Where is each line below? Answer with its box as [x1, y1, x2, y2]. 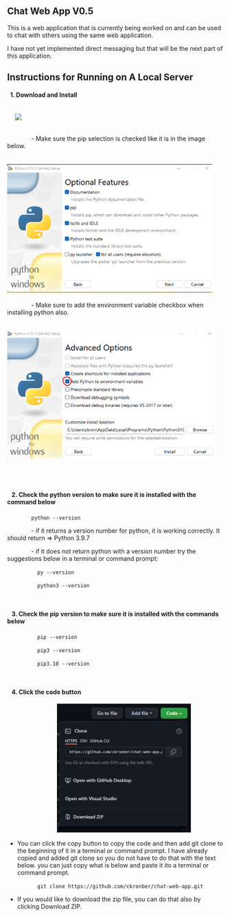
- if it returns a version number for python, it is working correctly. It [31, 526, 220, 535]
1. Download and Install [10, 91, 78, 99]
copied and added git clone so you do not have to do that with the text [16, 854, 216, 862]
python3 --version [37, 582, 90, 589]
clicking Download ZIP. [16, 903, 82, 911]
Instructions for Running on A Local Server [7, 71, 194, 83]
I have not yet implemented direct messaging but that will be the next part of [7, 44, 223, 52]
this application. [7, 51, 53, 60]
